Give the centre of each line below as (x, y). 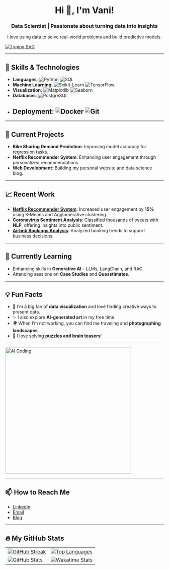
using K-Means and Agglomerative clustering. (60, 214)
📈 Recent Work (30, 194)
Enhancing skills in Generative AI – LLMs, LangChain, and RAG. (78, 269)
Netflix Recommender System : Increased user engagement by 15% (83, 209)
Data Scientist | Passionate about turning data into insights (84, 26)
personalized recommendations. (46, 162)
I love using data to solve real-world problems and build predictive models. (84, 37)
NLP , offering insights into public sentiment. (58, 225)
